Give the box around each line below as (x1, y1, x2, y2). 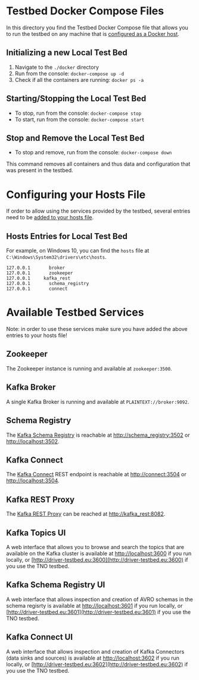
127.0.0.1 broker (6, 265, 66, 271)
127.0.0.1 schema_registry (6, 281, 89, 287)
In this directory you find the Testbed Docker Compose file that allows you (6, 24, 189, 31)
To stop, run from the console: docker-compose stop (14, 109, 142, 117)
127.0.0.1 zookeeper (6, 270, 73, 276)
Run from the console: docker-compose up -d (14, 70, 125, 77)
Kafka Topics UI (6, 528, 66, 538)
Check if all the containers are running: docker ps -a (14, 76, 144, 83)
